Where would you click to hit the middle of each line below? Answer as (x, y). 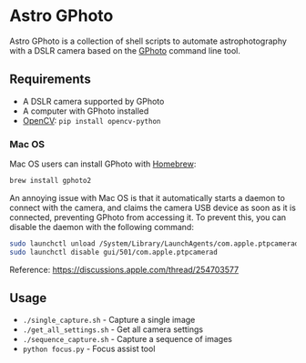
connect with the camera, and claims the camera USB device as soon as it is (153, 207)
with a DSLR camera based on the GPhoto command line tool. (125, 50)
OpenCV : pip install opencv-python (92, 120)
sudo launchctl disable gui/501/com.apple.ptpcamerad (114, 252)
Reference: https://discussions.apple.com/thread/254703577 (124, 269)
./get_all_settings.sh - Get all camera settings (113, 329)
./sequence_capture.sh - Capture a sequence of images (127, 339)
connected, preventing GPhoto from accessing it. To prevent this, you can (148, 217)
